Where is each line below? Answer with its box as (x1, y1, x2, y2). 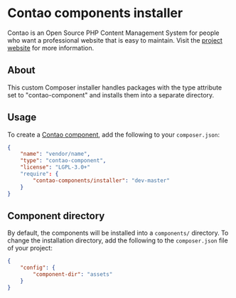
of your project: (7, 244, 53, 252)
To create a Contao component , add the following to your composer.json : (7, 130, 220, 139)
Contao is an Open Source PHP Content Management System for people (7, 28, 220, 37)
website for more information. (7, 43, 95, 52)
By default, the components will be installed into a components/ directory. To (7, 229, 229, 238)
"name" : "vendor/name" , (20, 151, 91, 158)
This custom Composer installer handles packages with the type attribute (7, 83, 222, 92)
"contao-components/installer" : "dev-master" (33, 176, 171, 184)
